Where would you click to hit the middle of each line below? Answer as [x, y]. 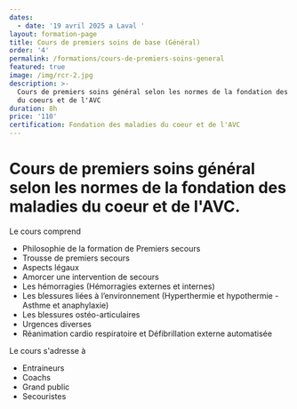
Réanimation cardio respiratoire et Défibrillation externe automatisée [147, 333]
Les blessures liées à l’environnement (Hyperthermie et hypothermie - [150, 295]
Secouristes [44, 396]
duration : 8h [33, 108]
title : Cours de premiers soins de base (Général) [105, 42]
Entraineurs [43, 368]
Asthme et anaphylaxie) [65, 305]
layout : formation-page [53, 34]
